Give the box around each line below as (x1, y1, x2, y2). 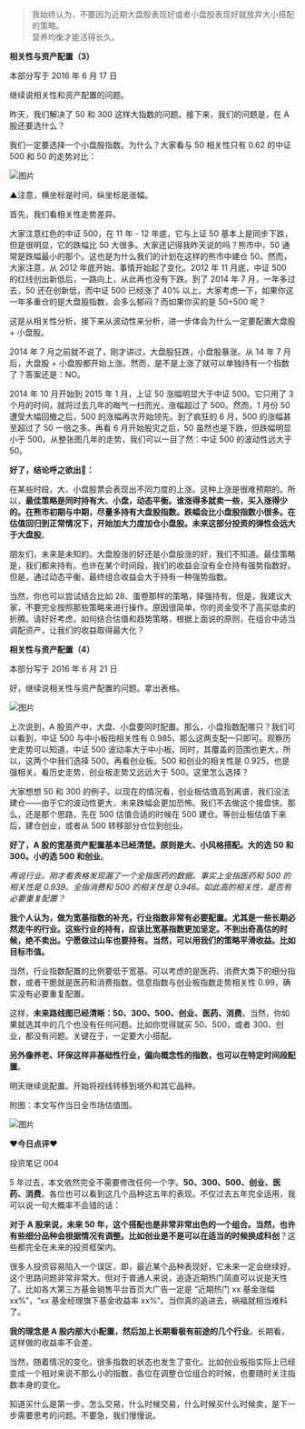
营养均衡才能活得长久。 (31, 32, 120, 42)
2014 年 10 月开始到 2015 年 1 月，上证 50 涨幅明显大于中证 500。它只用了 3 (9, 388, 294, 399)
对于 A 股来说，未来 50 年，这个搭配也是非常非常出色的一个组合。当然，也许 (9, 1219, 296, 1230)
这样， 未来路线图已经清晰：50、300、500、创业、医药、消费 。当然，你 (9, 1008, 282, 1018)
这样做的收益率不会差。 (9, 1337, 97, 1348)
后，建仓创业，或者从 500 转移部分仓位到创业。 (9, 820, 188, 831)
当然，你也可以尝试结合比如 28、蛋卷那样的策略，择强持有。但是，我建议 (9, 591, 284, 601)
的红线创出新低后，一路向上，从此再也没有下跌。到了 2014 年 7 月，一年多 (9, 274, 288, 285)
